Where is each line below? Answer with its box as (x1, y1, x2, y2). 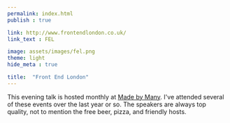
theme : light (7, 55, 45, 62)
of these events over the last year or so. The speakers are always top (7, 100, 206, 108)
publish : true (7, 17, 52, 24)
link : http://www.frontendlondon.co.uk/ (7, 29, 127, 36)
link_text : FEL (7, 35, 55, 42)
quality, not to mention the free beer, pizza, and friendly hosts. (7, 107, 187, 115)
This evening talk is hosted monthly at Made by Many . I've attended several (7, 92, 224, 101)
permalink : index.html (7, 10, 73, 17)
